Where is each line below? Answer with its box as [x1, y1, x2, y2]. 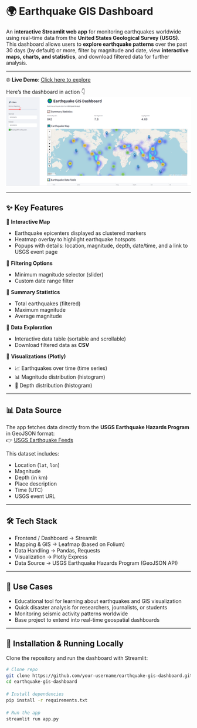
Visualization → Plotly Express [14, 553, 88, 561]
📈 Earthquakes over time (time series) [14, 365, 107, 372]
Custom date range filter [14, 277, 74, 285]
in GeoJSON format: [6, 430, 55, 437]
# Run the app [6, 710, 41, 716]
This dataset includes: [6, 450, 60, 457]
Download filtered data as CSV [14, 342, 90, 349]
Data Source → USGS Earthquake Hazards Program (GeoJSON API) [14, 560, 178, 567]
